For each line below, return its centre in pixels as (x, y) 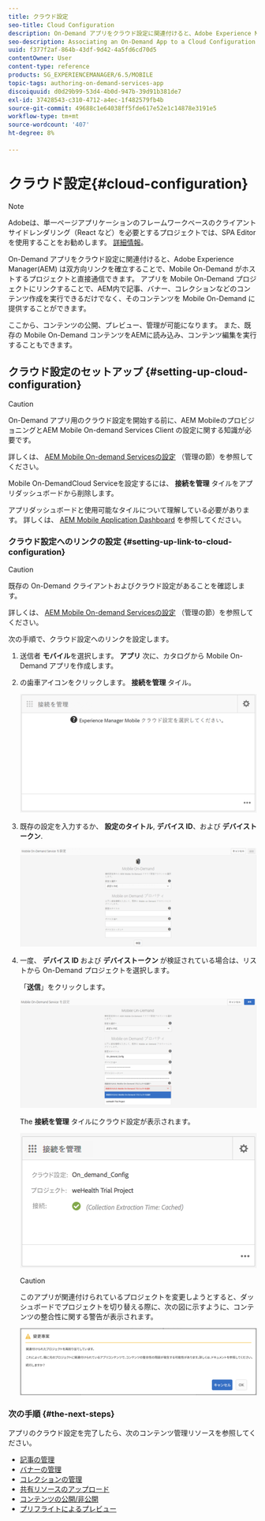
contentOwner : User (40, 58)
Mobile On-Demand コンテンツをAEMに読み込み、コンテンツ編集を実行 (140, 334)
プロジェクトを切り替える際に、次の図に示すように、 (147, 1307)
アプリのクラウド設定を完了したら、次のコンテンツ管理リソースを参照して (129, 1433)
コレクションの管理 (51, 1479)
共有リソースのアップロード (65, 1489)
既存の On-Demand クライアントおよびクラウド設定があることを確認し (123, 585)
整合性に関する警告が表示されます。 (99, 1316)
